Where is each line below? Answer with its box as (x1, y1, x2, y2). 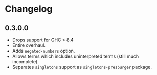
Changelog (5, 3, 53, 15)
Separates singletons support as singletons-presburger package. (12, 64, 152, 70)
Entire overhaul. (12, 42, 46, 48)
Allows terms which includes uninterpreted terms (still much (12, 53, 139, 59)
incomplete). (12, 59, 39, 64)
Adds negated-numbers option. (12, 48, 75, 54)
